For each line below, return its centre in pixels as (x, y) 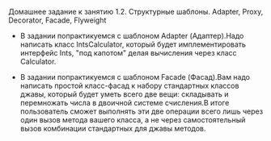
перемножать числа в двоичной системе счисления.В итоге (125, 103)
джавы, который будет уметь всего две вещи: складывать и (124, 94)
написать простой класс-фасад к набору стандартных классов (129, 85)
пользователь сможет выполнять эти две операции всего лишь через (142, 111)
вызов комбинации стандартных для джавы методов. (113, 129)
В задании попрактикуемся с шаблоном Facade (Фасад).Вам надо (135, 77)
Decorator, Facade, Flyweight (57, 20)
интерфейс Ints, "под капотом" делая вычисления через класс (128, 53)
